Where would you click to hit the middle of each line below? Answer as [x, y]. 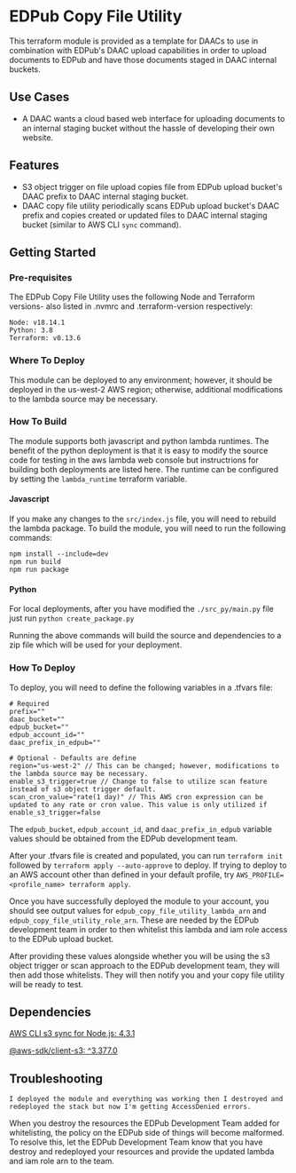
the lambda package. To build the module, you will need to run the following [148, 528]
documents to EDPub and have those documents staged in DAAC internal [143, 59]
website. [38, 137]
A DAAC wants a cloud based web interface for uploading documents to [153, 118]
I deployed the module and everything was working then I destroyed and [146, 1099]
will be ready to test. [47, 984]
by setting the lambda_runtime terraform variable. [98, 479]
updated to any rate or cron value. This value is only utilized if [138, 804]
